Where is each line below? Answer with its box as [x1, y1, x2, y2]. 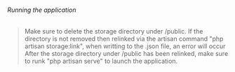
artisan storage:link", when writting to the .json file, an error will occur [24, 42, 226, 50]
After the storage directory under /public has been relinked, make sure [24, 50, 229, 58]
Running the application [7, 6, 76, 14]
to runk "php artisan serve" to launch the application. [24, 57, 177, 66]
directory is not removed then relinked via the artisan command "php [24, 35, 224, 43]
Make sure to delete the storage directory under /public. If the [24, 27, 203, 36]
